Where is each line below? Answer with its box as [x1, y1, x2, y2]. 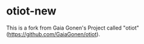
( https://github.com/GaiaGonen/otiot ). [6, 30, 101, 37]
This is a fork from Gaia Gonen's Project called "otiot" [6, 24, 140, 31]
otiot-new [6, 4, 57, 18]
